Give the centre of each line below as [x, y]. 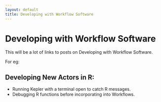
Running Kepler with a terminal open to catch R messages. [71, 89]
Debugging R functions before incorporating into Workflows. [74, 95]
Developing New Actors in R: [50, 77]
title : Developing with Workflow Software [49, 14]
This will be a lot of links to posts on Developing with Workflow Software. [79, 52]
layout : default [22, 10]
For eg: [12, 62]
